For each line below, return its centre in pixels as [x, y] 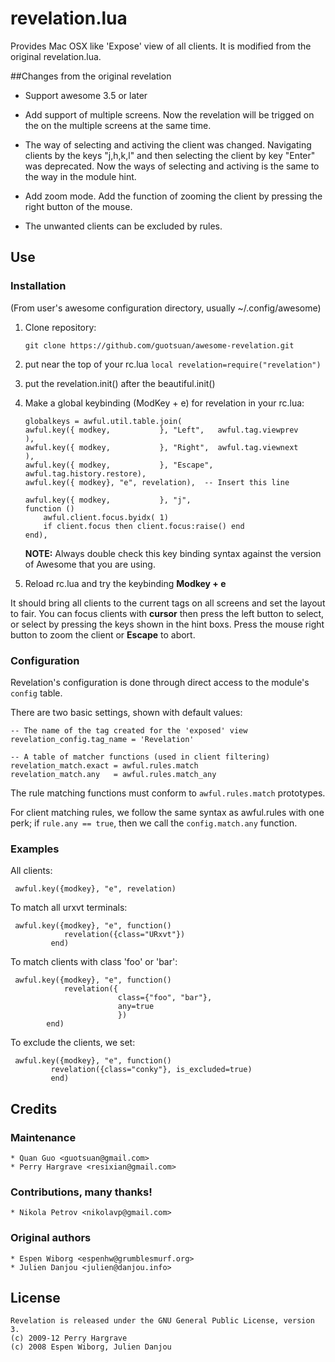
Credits [34, 1108]
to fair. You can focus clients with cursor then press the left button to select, [167, 613]
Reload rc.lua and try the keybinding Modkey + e [125, 583]
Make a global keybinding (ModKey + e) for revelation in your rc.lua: [164, 403]
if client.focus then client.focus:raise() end [144, 526]
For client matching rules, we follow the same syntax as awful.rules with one [167, 812]
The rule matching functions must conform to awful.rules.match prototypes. [168, 793]
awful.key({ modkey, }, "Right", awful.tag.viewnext [161, 447]
